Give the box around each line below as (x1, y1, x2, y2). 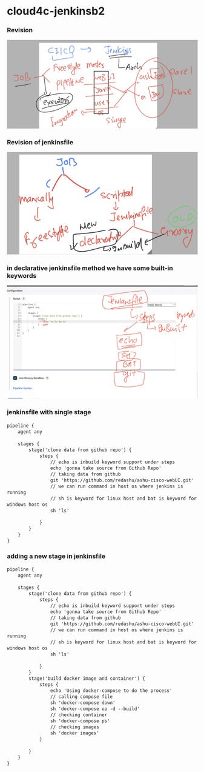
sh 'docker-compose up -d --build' (50, 705, 140, 712)
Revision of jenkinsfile (7, 138, 74, 146)
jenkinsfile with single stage (7, 408, 91, 417)
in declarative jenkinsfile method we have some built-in (7, 264, 173, 272)
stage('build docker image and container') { (28, 675, 146, 682)
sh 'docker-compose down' (50, 699, 116, 706)
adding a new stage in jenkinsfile (7, 552, 105, 560)
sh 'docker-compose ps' (50, 717, 111, 724)
